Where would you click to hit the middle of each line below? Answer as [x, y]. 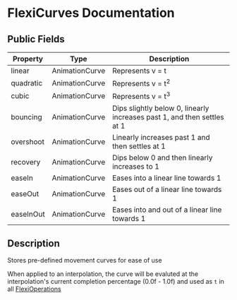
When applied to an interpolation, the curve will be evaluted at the [103, 274]
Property [28, 59]
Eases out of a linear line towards [167, 189]
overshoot [28, 141]
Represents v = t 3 [141, 96]
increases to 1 [136, 166]
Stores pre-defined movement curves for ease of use [85, 260]
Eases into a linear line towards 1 [166, 178]
